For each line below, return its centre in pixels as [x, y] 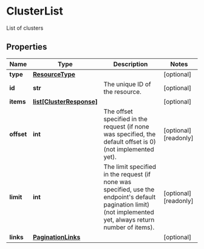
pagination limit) [127, 204]
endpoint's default [130, 197]
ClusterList [35, 11]
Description [131, 64]
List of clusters [25, 28]
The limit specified [130, 167]
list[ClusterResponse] [65, 101]
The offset [118, 111]
